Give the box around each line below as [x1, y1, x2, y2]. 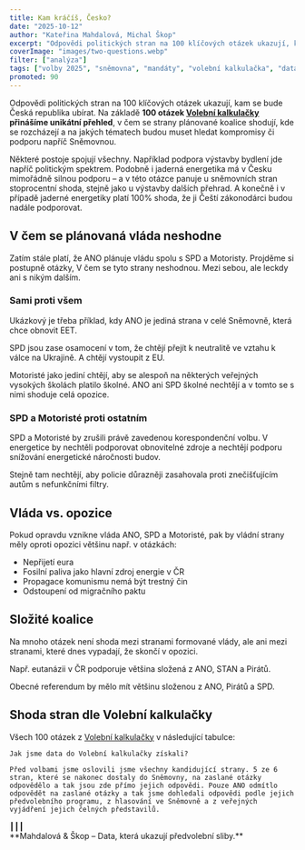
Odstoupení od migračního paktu [22, 585, 146, 596]
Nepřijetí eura [22, 556, 74, 567]
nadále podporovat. [9, 202, 83, 213]
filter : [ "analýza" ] [9, 55, 88, 65]
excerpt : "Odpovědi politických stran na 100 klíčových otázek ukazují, [9, 38, 290, 48]
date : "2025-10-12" [9, 22, 84, 31]
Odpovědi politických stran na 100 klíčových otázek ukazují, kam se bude [9, 97, 283, 108]
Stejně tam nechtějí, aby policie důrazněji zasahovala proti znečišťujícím [9, 469, 279, 480]
